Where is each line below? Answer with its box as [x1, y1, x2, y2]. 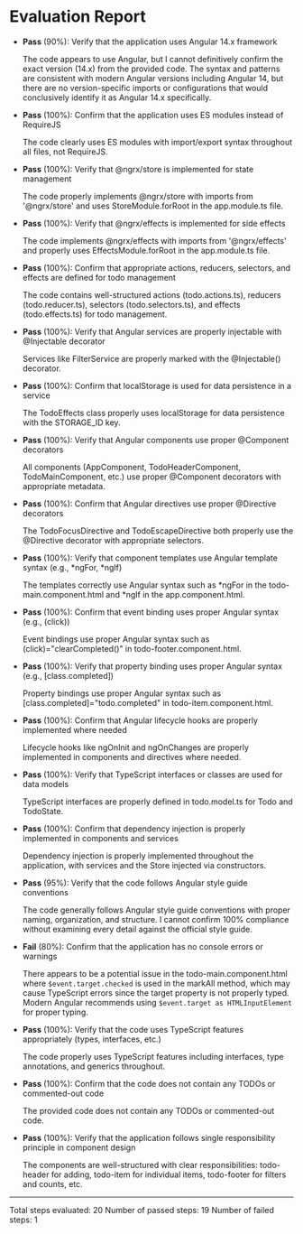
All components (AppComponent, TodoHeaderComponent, [22, 461, 242, 472]
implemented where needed [22, 724, 128, 735]
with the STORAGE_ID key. [22, 417, 121, 428]
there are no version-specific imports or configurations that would [22, 82, 269, 93]
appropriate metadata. [22, 480, 106, 491]
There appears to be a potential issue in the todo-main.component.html [22, 968, 289, 979]
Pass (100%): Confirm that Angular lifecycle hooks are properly [22, 715, 259, 726]
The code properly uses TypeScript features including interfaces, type [22, 1051, 284, 1062]
